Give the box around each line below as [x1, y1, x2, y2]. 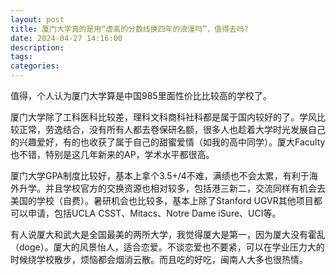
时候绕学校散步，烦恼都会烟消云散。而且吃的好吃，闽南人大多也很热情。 [10, 254, 308, 265]
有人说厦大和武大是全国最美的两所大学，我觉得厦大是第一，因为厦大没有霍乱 [10, 229, 326, 240]
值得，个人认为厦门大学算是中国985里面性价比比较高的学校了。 [10, 90, 272, 101]
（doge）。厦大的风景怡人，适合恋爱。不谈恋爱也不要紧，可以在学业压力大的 [10, 241, 325, 253]
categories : [10, 61, 60, 71]
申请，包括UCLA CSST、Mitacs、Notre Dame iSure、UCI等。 [27, 207, 282, 219]
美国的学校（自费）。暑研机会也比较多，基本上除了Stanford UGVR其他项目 [10, 195, 314, 206]
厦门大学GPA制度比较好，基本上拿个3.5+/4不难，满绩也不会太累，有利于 [10, 170, 310, 181]
